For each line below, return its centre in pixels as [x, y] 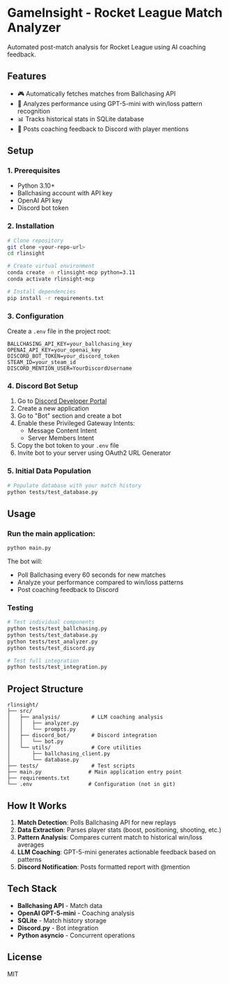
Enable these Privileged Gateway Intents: [76, 423]
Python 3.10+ [36, 186]
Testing [20, 607]
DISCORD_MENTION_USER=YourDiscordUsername [70, 369]
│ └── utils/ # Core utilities [74, 748]
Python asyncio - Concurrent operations [76, 935]
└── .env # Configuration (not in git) [92, 785]
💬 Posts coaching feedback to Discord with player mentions [103, 129]
